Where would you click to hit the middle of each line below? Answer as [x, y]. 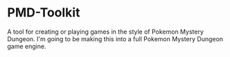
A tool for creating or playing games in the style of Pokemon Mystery [106, 32]
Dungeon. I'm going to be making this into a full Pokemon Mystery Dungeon [115, 38]
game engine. [27, 46]
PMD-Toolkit [44, 13]
